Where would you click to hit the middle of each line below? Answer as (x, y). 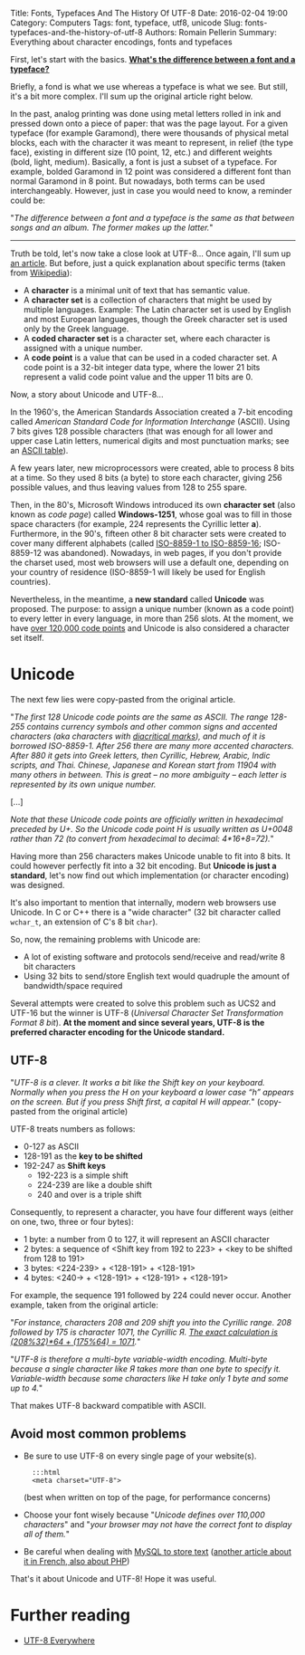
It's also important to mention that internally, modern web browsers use (143, 902)
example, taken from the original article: (85, 1305)
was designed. (38, 885)
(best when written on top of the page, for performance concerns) (147, 1497)
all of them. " (47, 1534)
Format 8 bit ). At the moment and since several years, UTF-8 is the (138, 1022)
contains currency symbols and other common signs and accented (152, 726)
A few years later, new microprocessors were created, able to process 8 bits (152, 468)
